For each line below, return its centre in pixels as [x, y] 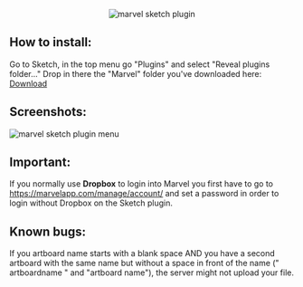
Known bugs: [48, 231]
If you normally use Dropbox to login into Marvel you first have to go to [142, 184]
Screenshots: [48, 112]
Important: [40, 163]
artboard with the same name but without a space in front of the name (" [144, 263]
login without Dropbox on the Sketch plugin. [91, 203]
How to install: [51, 42]
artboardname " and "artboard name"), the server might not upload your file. [151, 273]
